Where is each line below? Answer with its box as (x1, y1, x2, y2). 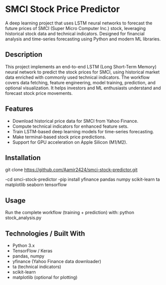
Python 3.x (12, 243, 35, 248)
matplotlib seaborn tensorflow (5, 182, 67, 188)
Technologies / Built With (5, 229, 85, 238)
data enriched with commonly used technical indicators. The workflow (5, 74, 150, 80)
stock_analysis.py (5, 215, 41, 221)
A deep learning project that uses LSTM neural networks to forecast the (5, 20, 153, 26)
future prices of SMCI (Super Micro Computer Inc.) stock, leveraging (5, 25, 146, 31)
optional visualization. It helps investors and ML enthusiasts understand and (5, 85, 161, 91)
